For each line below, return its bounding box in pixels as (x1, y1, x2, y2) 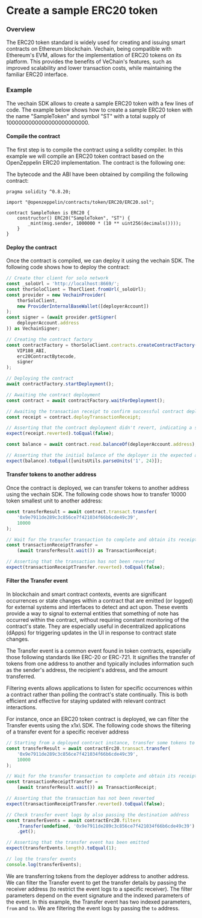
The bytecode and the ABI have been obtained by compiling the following (6, 170, 188, 178)
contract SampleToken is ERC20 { (6, 209, 90, 216)
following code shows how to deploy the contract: (6, 264, 130, 271)
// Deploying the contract (6, 375, 74, 382)
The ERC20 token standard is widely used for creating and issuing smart (6, 39, 186, 46)
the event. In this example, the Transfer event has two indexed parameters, (6, 898, 192, 905)
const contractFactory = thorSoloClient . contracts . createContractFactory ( (6, 342, 198, 348)
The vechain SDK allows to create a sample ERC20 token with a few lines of (6, 100, 194, 107)
